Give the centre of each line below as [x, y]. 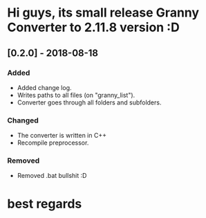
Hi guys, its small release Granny [103, 13]
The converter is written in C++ [62, 136]
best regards [45, 204]
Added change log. [44, 87]
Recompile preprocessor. [53, 143]
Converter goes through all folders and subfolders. [89, 102]
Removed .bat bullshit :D [52, 176]
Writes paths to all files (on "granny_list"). [76, 95]
